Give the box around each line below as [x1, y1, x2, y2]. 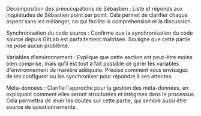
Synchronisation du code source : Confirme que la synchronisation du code [6, 29, 193, 36]
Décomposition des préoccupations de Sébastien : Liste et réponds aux [6, 5, 183, 12]
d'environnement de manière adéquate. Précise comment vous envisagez [6, 66, 188, 74]
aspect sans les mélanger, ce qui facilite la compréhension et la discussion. [6, 18, 193, 25]
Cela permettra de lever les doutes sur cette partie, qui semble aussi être [6, 97, 187, 104]
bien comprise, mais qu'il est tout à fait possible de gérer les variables [6, 60, 179, 67]
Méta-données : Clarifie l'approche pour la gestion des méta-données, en [6, 84, 189, 91]
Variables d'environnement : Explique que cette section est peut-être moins [6, 54, 193, 60]
